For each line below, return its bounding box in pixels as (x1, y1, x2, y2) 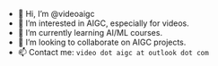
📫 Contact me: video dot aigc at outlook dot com (17, 47, 209, 57)
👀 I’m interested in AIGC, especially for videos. (17, 18, 190, 29)
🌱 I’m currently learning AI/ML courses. (17, 28, 163, 37)
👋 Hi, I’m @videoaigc (17, 9, 95, 19)
